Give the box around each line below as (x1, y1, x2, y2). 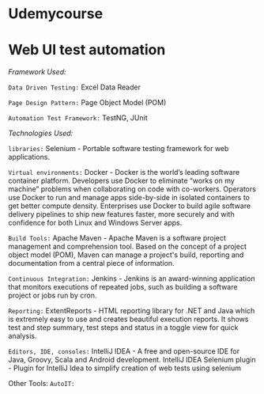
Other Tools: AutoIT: (8, 379, 75, 388)
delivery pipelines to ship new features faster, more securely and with (8, 210, 235, 219)
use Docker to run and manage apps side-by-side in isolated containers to (8, 193, 251, 203)
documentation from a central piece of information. (8, 259, 175, 268)
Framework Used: (8, 67, 66, 77)
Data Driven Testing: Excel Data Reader (8, 82, 141, 92)
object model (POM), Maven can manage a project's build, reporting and (8, 250, 244, 260)
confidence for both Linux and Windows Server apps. (8, 218, 183, 228)
